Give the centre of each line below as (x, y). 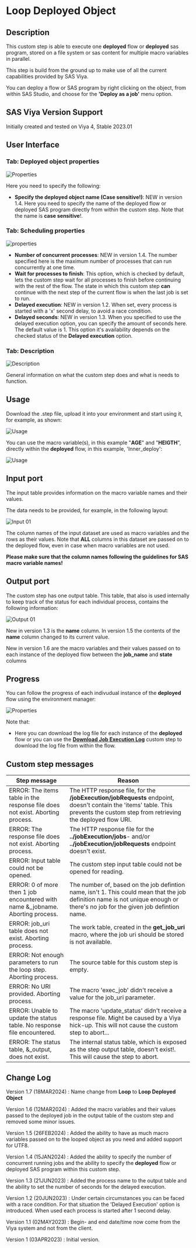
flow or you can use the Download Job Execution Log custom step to (98, 739)
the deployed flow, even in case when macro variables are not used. (88, 545)
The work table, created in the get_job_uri (127, 927)
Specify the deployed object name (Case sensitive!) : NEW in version (98, 197)
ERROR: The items (34, 790)
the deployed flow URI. (100, 820)
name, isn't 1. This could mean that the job (127, 892)
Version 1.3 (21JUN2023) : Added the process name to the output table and (97, 1180)
